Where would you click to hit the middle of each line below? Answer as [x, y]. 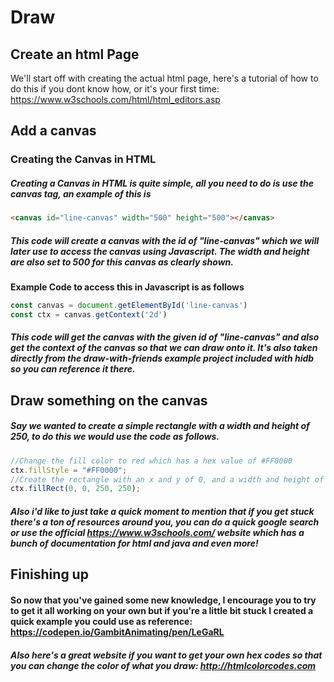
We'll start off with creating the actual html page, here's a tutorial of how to [164, 78]
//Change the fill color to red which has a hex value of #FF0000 [151, 461]
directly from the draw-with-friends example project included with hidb [162, 358]
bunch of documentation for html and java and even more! [134, 543]
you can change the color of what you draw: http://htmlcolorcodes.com [163, 665]
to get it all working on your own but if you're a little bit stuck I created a [162, 610]
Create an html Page [75, 54]
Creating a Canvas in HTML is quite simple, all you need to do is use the [162, 183]
